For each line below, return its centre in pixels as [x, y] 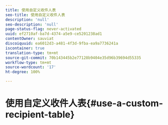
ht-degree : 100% [23, 72]
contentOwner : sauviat [30, 39]
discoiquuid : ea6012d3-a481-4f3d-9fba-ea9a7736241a [62, 44]
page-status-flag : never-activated [43, 29]
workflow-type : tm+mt [29, 62]
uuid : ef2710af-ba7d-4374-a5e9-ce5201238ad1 [54, 34]
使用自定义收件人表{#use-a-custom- [84, 103]
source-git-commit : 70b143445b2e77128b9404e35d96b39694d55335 [73, 58]
